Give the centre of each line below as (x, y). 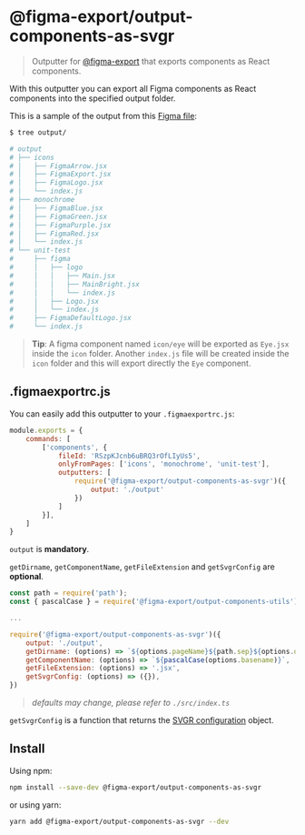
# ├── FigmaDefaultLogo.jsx (70, 318)
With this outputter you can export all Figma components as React (133, 88)
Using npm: (31, 770)
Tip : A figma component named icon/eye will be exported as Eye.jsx (160, 344)
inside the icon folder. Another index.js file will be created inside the (160, 354)
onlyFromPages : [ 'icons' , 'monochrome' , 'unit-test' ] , (164, 464)
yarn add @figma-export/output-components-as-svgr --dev (119, 821)
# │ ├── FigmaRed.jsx (54, 234)
